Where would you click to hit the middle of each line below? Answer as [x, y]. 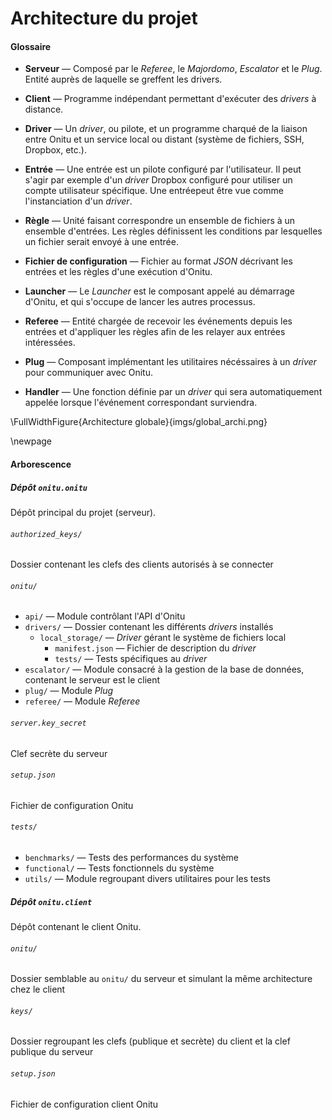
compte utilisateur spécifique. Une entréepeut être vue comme [154, 191]
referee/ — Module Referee [82, 701]
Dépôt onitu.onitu [49, 487]
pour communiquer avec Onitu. [88, 373]
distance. [44, 109]
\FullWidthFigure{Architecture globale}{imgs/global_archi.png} [139, 422]
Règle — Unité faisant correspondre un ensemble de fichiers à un [160, 221]
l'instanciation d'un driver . [78, 201]
